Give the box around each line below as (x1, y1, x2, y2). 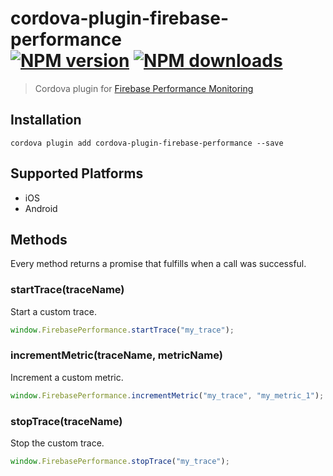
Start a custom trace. (10, 305, 97, 317)
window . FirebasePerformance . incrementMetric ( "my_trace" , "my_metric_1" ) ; (10, 390, 325, 401)
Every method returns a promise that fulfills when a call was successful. (10, 258, 307, 270)
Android (24, 202, 58, 214)
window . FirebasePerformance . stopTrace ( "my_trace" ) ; (10, 457, 230, 467)
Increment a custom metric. (10, 371, 124, 383)
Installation (10, 112, 82, 129)
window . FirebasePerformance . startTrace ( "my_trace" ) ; (10, 325, 235, 335)
